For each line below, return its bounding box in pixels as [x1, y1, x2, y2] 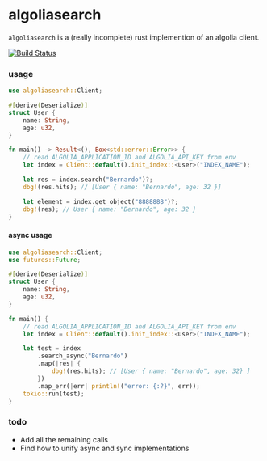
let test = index [23, 345, 81, 353]
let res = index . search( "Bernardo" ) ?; [23, 176, 153, 184]
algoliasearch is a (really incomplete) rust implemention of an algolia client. [8, 32, 260, 42]
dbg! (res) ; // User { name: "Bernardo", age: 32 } [23, 205, 197, 214]
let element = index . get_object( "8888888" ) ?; [23, 197, 179, 205]
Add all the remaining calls [19, 434, 109, 444]
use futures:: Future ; [8, 256, 81, 264]
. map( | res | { [37, 360, 81, 368]
